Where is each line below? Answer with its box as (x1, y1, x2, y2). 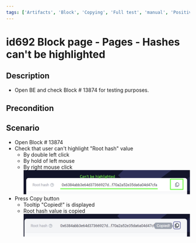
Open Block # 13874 (14, 138, 63, 145)
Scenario (6, 123, 40, 133)
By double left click (23, 151, 70, 158)
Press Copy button (14, 195, 60, 202)
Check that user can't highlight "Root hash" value (14, 145, 134, 152)
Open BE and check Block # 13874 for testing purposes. (14, 86, 149, 93)
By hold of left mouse (23, 157, 75, 164)
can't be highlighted (6, 47, 106, 61)
